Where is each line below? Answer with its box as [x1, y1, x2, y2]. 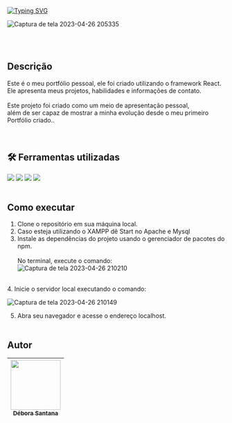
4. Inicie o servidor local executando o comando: [7, 285, 147, 294]
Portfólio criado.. [7, 116, 55, 124]
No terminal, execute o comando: [17, 257, 113, 265]
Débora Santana [12, 409, 59, 417]
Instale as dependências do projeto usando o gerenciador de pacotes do [17, 235, 225, 243]
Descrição [7, 61, 53, 73]
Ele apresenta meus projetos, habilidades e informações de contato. [7, 87, 202, 95]
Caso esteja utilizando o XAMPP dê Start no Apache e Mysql [17, 227, 190, 235]
